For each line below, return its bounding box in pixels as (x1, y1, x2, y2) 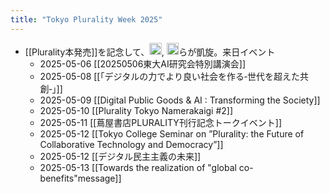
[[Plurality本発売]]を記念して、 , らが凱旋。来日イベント (24, 46, 276, 58)
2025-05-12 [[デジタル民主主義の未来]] (39, 151, 202, 163)
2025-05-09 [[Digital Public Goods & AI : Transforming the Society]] (39, 94, 321, 106)
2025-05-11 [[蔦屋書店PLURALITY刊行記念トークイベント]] (39, 117, 283, 129)
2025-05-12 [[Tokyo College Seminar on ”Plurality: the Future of (39, 128, 305, 140)
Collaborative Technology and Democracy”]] (39, 139, 224, 151)
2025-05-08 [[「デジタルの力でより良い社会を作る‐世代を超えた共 (39, 71, 309, 83)
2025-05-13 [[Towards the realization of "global (39, 162, 237, 174)
